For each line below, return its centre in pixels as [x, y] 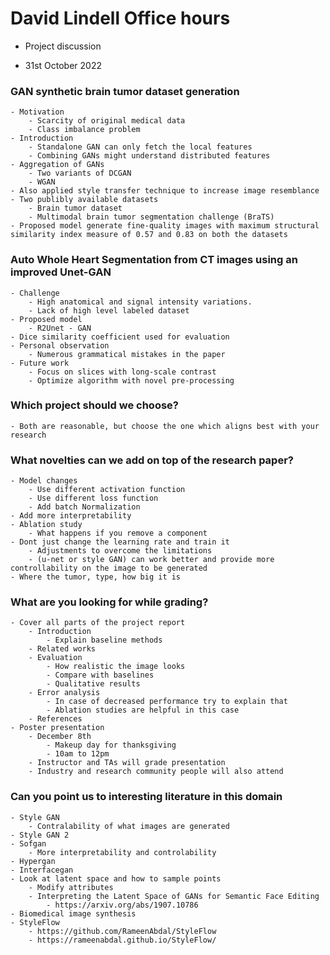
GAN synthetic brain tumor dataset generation [125, 91]
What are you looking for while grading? [109, 602]
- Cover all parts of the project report [98, 623]
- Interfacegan [42, 870]
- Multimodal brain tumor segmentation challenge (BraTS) [151, 217]
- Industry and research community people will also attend [156, 772]
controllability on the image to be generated [109, 568]
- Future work [40, 363]
